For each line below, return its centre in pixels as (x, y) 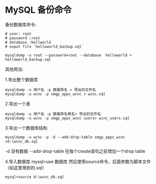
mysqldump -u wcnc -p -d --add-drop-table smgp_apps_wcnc (65, 137)
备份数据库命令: (21, 24)
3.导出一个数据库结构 (26, 128)
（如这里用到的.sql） (26, 167)
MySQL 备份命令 (38, 10)
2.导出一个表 (18, 104)
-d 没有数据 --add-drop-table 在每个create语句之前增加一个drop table (75, 151)
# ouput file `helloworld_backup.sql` (44, 46)
